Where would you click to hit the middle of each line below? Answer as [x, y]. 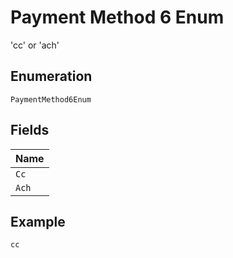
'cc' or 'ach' [35, 45]
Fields [30, 130]
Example [38, 221]
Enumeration [51, 76]
